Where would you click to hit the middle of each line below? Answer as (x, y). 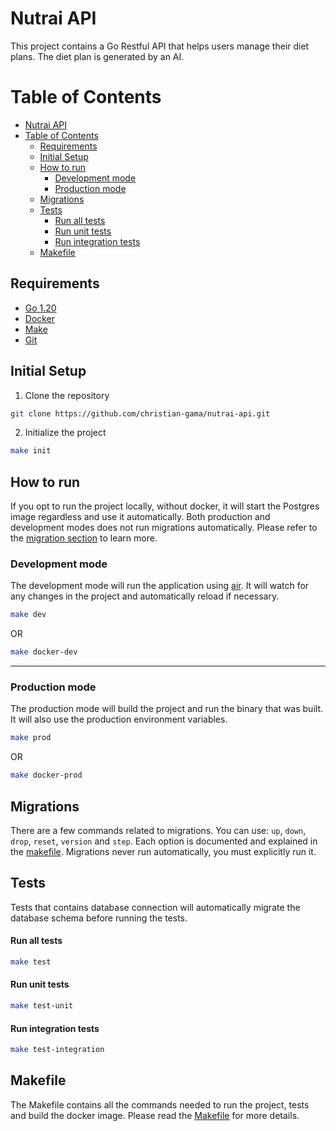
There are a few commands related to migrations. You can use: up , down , (158, 830)
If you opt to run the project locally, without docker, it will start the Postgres (165, 506)
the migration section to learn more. (84, 538)
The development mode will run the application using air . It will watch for (160, 586)
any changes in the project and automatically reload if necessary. (145, 596)
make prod (31, 738)
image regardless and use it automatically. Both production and (140, 517)
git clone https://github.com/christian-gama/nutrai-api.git (140, 413)
